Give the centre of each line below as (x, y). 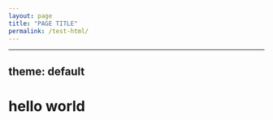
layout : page (30, 16)
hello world (47, 106)
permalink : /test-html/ (49, 31)
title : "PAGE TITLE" (43, 24)
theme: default (47, 71)
